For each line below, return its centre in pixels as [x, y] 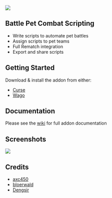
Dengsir [21, 190]
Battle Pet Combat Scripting [50, 24]
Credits [17, 167]
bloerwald [23, 185]
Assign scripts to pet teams [41, 41]
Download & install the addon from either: [48, 80]
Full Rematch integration [38, 46]
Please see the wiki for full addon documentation [56, 123]
